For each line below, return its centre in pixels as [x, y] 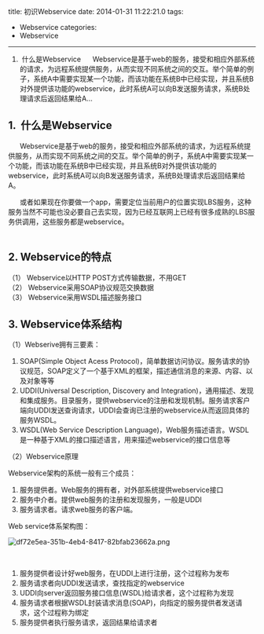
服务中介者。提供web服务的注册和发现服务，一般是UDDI [111, 500]
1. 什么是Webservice [60, 125]
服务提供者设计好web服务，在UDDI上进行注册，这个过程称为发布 [125, 574]
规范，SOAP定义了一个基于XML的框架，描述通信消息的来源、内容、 [136, 371]
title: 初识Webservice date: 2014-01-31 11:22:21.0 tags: [96, 11]
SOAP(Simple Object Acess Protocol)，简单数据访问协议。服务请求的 [131, 361]
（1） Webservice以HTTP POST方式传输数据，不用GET [97, 277]
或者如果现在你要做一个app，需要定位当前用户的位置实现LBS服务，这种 [135, 202]
